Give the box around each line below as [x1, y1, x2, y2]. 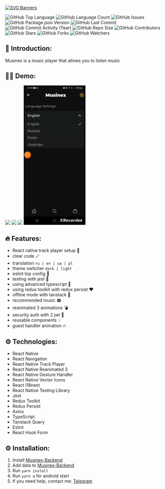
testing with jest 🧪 [12, 276, 49, 282]
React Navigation [12, 356, 47, 362]
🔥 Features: [5, 234, 42, 243]
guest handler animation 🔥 [12, 323, 66, 329]
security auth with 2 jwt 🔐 [12, 312, 64, 318]
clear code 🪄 [12, 253, 40, 259]
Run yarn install [12, 468, 48, 474]
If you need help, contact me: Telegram [12, 478, 93, 484]
